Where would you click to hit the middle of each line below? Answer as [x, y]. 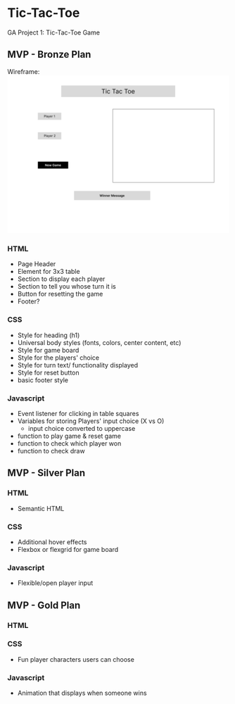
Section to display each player [61, 279]
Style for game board [48, 350]
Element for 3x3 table [49, 272]
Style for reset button [48, 372]
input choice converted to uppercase [82, 428]
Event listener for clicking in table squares [78, 413]
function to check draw [51, 451]
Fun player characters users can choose [76, 659]
